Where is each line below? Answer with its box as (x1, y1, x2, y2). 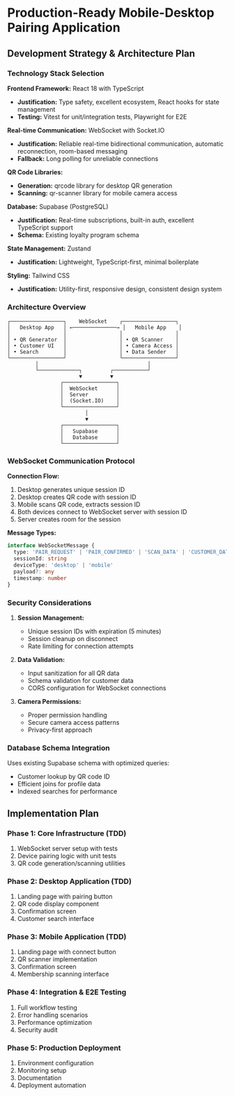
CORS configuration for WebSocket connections (27, 684, 166, 692)
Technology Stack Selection (7, 68, 104, 78)
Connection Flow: (7, 472, 60, 481)
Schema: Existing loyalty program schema (17, 230, 139, 239)
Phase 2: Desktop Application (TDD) (7, 876, 132, 886)
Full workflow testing (17, 1003, 78, 1012)
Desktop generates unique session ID (17, 486, 125, 494)
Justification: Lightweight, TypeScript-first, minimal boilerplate (17, 257, 199, 266)
